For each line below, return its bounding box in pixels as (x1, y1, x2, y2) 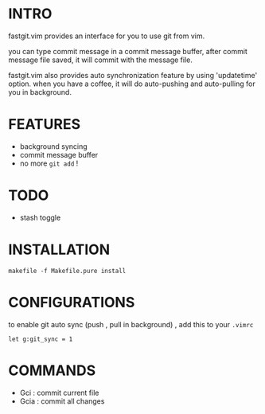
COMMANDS (8, 361, 96, 379)
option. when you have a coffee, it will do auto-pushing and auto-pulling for (8, 79, 256, 88)
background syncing (19, 141, 88, 151)
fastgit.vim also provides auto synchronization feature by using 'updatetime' (8, 70, 258, 80)
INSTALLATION (8, 240, 110, 259)
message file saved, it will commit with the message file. (8, 55, 193, 64)
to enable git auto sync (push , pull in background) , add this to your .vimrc (8, 319, 254, 329)
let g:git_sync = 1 (8, 335, 73, 343)
